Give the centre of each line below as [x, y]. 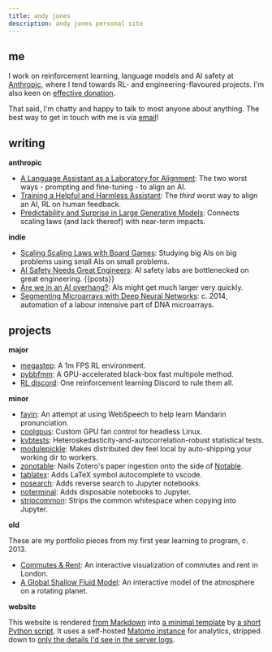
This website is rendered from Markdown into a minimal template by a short [135, 622]
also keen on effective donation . [62, 93]
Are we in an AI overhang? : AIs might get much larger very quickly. [132, 287]
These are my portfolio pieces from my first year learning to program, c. [129, 540]
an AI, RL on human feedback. [71, 205]
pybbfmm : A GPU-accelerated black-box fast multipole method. [127, 373]
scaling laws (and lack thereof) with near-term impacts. [112, 222]
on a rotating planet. [54, 590]
